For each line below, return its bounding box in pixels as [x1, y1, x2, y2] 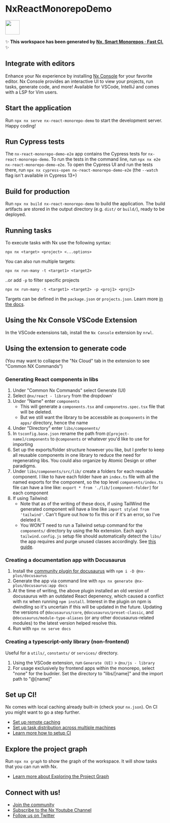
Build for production [5, 187, 70, 196]
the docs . [5, 301, 25, 307]
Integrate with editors [5, 59, 75, 68]
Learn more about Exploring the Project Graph [12, 773, 109, 780]
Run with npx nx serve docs [12, 625, 71, 631]
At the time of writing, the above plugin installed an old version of [12, 588, 149, 594]
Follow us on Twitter [12, 812, 55, 818]
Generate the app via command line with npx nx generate [12, 578, 133, 584]
